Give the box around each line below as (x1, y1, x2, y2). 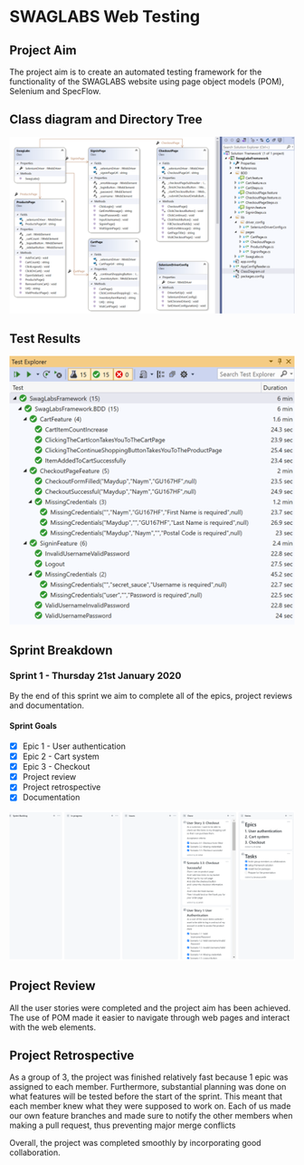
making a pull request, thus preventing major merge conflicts (9, 1120, 236, 1131)
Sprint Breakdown (9, 642, 113, 658)
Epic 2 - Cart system (22, 751, 100, 762)
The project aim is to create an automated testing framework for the (9, 66, 262, 77)
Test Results (9, 331, 81, 346)
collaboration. (9, 1147, 61, 1158)
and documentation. (9, 700, 84, 711)
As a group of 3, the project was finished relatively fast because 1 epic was (9, 1072, 289, 1082)
